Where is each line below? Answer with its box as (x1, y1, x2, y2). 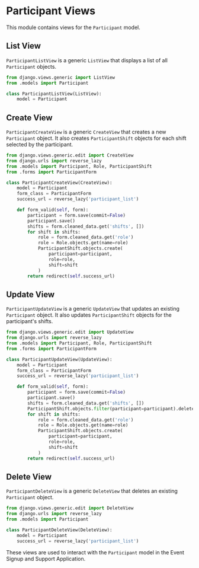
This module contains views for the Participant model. (6, 24, 140, 31)
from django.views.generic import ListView (6, 74, 115, 81)
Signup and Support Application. (6, 555, 86, 562)
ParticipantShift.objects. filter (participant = (27, 406, 145, 411)
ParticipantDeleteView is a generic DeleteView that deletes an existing (6, 487, 178, 494)
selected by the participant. (6, 141, 73, 148)
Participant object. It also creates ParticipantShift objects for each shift (6, 135, 187, 142)
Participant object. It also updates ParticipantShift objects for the (6, 311, 172, 318)
